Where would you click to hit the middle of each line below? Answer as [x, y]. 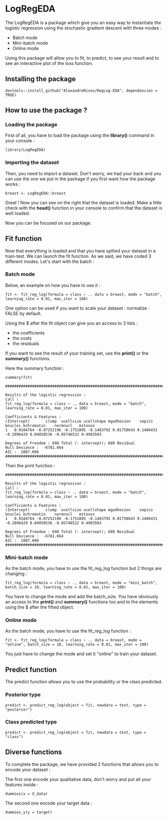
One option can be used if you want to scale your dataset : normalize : [77, 308]
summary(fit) [19, 377]
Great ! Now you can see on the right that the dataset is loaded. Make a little [83, 202]
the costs [22, 338]
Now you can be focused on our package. [48, 223]
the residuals [26, 343]
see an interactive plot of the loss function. [49, 63]
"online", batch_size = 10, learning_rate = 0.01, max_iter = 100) [77, 645]
